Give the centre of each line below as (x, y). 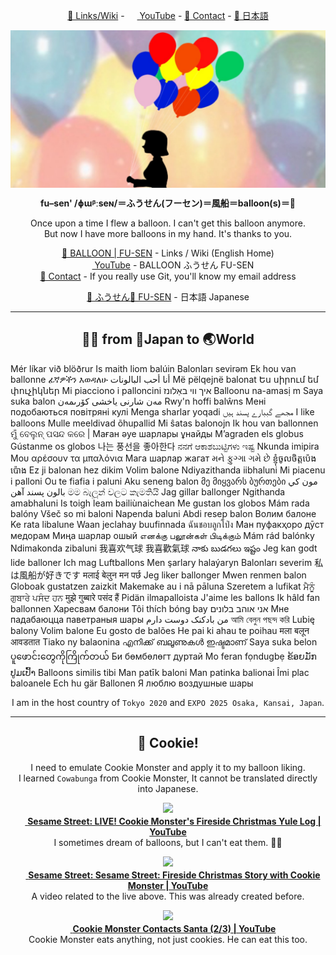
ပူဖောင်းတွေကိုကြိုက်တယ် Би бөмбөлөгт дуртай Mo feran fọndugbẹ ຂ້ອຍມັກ (163, 656)
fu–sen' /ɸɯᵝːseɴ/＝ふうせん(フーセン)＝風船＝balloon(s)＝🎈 (168, 203)
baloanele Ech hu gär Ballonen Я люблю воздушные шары (132, 683)
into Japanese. (168, 788)
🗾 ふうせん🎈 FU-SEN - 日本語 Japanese (168, 297)
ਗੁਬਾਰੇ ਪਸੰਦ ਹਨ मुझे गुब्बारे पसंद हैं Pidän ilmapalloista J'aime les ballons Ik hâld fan (165, 597)
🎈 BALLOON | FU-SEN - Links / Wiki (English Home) (168, 253)
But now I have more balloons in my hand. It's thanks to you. (168, 233)
